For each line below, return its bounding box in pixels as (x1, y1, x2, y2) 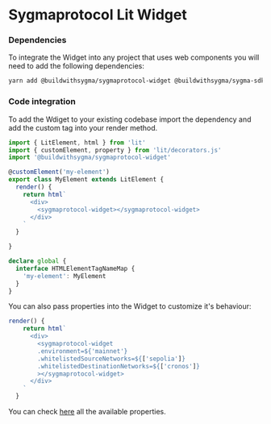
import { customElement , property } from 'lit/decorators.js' (8, 146, 222, 154)
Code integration (8, 96, 77, 107)
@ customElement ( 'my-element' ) (8, 168, 110, 177)
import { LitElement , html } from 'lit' (8, 139, 147, 147)
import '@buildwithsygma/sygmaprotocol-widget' (8, 153, 172, 162)
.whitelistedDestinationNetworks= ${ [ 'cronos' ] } (37, 362, 200, 370)
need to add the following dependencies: (8, 61, 145, 71)
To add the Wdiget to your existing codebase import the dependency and (8, 114, 252, 124)
